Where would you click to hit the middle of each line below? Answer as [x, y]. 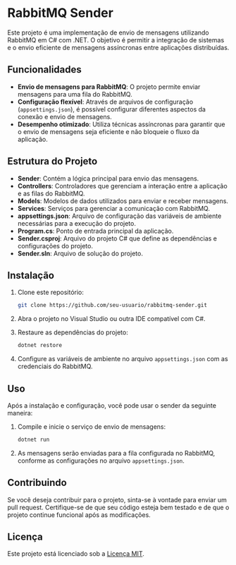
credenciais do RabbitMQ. [55, 366]
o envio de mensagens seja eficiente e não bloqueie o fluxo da [108, 131]
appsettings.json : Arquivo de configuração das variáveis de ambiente [119, 216]
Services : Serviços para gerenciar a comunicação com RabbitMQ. [113, 208]
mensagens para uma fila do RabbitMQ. [75, 94]
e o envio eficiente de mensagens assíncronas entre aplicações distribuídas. [118, 47]
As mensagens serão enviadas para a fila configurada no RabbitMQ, [116, 453]
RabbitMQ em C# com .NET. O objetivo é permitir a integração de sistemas [116, 40]
